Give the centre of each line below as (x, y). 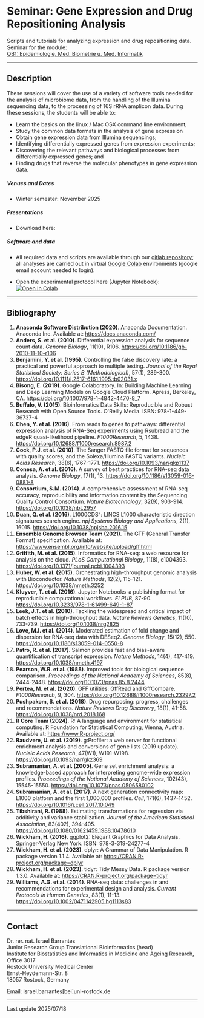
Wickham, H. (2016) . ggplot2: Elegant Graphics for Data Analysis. (98, 837)
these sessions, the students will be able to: (61, 112)
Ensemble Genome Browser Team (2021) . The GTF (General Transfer (103, 534)
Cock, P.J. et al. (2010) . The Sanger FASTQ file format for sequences (102, 450)
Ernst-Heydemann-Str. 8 (38, 973)
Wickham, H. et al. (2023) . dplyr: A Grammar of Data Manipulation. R (102, 850)
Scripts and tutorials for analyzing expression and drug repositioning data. (99, 41)
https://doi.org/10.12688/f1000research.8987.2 (74, 444)
